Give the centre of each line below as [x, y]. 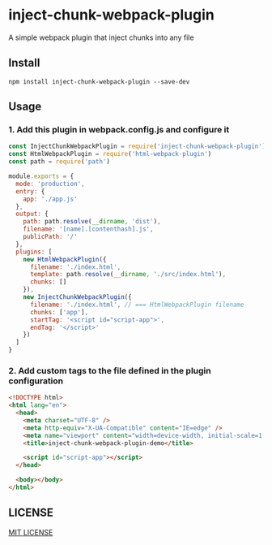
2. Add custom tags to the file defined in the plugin [110, 370]
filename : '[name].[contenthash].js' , [88, 229]
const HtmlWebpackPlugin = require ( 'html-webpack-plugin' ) [110, 154]
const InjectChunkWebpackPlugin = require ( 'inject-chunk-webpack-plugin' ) [137, 147]
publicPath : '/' [51, 237]
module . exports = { [41, 176]
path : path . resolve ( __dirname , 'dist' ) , [92, 222]
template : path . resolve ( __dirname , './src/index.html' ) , [128, 275]
